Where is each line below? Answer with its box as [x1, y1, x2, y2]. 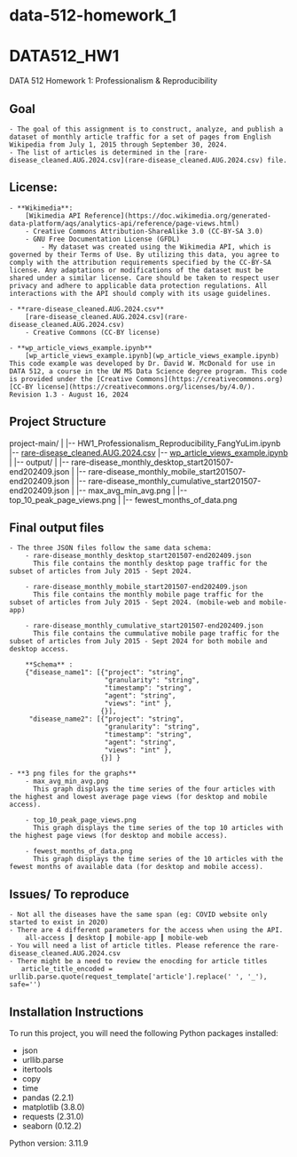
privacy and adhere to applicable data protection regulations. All [9, 281, 268, 290]
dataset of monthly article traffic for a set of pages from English [9, 132, 272, 141]
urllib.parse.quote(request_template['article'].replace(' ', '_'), [9, 972, 268, 982]
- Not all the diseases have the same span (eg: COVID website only [9, 910, 268, 920]
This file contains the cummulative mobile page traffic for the [32, 629, 279, 638]
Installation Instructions [9, 1004, 145, 1019]
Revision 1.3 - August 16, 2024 [9, 390, 129, 399]
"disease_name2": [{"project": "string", [28, 714, 184, 724]
